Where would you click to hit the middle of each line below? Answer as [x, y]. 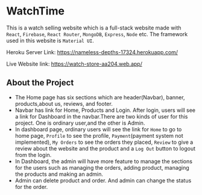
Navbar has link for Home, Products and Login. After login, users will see [105, 110]
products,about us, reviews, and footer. [64, 104]
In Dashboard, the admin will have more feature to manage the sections [104, 161]
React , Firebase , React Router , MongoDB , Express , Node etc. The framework [97, 34]
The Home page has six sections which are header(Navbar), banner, [100, 97]
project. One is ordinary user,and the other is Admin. [80, 123]
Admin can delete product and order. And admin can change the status [103, 180]
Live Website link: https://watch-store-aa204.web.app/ [74, 64]
